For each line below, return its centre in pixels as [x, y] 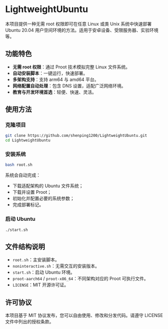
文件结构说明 [25, 247]
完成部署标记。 [28, 205]
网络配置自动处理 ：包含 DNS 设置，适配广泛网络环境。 [69, 86]
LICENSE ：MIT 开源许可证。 [40, 285]
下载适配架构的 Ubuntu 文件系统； [48, 186]
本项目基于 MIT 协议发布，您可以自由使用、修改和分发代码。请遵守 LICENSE [84, 315]
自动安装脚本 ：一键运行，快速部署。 [50, 73]
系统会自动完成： [23, 175]
